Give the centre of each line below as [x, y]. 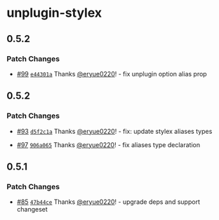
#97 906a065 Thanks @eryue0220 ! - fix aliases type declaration [108, 144]
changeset [32, 209]
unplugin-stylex [54, 13]
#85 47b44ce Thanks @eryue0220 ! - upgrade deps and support [108, 202]
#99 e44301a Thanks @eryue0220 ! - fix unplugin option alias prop [112, 74]
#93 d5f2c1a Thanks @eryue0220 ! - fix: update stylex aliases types [114, 131]
